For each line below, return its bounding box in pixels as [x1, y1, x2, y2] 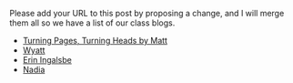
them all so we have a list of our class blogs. [9, 17, 176, 28]
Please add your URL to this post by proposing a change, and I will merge [9, 8, 285, 18]
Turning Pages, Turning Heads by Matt [22, 36, 168, 46]
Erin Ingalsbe [22, 55, 73, 65]
